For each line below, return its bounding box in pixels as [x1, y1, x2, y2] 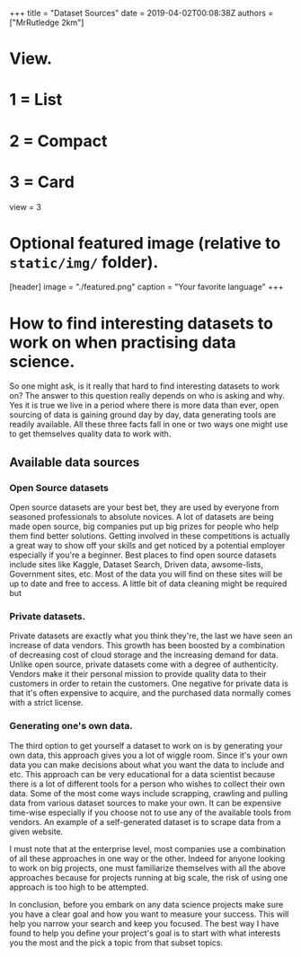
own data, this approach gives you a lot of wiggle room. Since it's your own [9, 750, 288, 760]
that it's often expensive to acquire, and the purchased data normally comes [9, 688, 292, 698]
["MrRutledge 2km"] [9, 17, 84, 28]
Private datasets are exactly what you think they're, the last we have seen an [9, 630, 293, 641]
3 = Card [9, 171, 75, 192]
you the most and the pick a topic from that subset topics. [9, 937, 224, 948]
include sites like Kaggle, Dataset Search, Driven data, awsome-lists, [9, 559, 263, 570]
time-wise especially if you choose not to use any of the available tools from [9, 807, 292, 818]
